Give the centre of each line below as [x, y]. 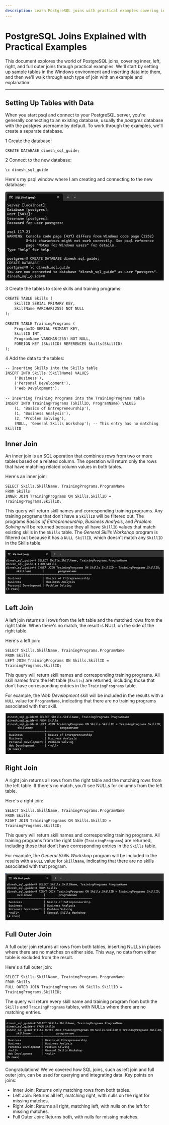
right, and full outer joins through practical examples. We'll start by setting [82, 66]
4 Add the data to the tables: [35, 358]
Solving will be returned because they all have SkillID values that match [80, 527]
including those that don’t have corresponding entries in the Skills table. [81, 846]
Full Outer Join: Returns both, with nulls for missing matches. [75, 1116]
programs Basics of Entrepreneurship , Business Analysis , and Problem [78, 521]
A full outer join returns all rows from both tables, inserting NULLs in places [83, 946]
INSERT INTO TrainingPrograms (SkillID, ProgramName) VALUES [71, 403]
